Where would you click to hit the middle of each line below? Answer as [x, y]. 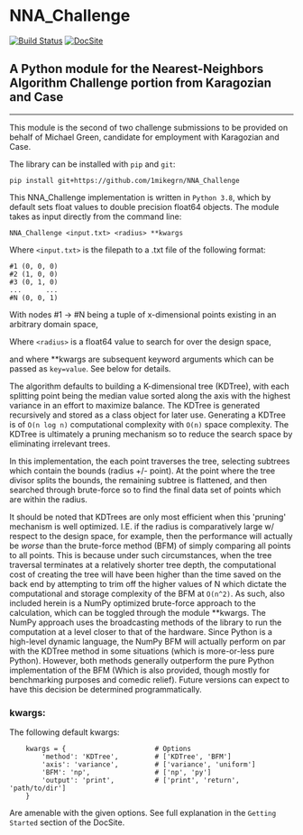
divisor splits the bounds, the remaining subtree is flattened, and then [138, 480]
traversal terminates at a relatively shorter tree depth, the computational [143, 564]
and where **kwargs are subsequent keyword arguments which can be [142, 359]
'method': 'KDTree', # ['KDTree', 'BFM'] [137, 757]
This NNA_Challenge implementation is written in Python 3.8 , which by [140, 197]
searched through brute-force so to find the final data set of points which [145, 490]
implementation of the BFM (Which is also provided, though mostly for [140, 670]
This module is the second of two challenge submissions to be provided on [149, 127]
